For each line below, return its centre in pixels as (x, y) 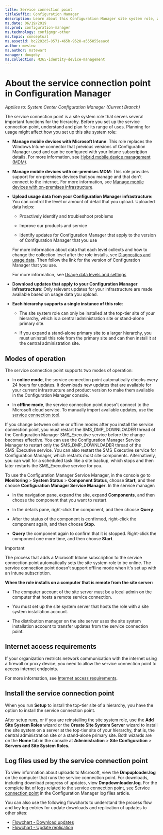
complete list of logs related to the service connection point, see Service (78, 788)
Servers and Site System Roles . (37, 746)
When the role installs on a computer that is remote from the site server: (79, 582)
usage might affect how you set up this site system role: (61, 132)
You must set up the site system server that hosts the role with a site (80, 606)
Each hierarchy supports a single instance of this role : (67, 304)
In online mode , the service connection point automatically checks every (85, 380)
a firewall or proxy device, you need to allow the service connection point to (81, 663)
